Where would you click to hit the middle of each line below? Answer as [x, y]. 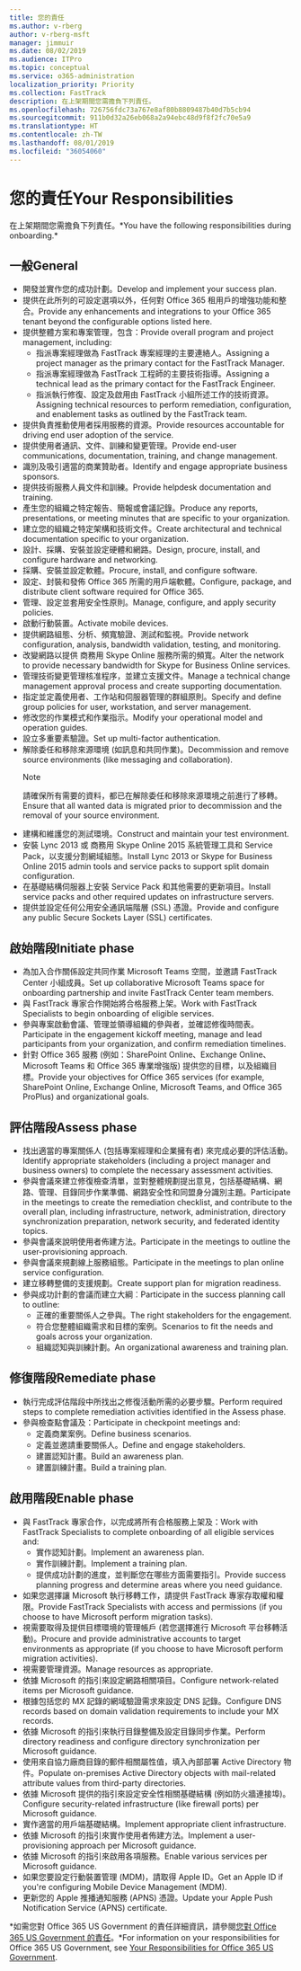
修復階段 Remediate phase [83, 1378]
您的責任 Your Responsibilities [121, 198]
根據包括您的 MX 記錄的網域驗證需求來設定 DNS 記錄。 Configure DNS [152, 1700]
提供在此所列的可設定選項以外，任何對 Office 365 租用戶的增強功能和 [150, 300]
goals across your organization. [94, 1336]
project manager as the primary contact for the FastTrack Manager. [160, 363]
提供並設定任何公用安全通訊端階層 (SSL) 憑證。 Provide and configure [150, 908]
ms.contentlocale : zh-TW [56, 135]
